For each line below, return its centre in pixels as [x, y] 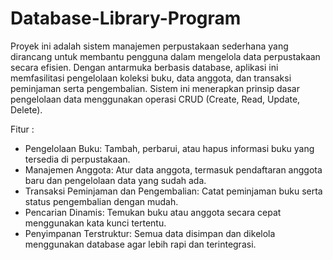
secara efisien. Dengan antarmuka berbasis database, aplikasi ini [144, 67]
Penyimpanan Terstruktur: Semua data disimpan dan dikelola [150, 233]
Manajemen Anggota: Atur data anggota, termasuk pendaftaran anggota [173, 169]
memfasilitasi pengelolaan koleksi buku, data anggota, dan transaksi [151, 78]
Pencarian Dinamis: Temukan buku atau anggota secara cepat [153, 212]
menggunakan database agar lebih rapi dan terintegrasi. [140, 244]
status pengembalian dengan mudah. [101, 201]
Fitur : [22, 129]
